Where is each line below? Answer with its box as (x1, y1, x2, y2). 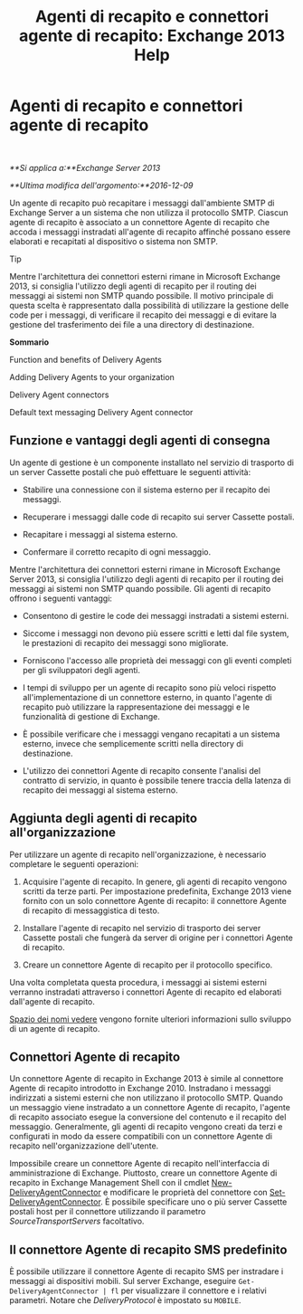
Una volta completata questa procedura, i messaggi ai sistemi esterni (9, 976, 267, 987)
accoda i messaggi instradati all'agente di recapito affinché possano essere (9, 226, 291, 237)
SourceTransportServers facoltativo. (9, 1215, 145, 1227)
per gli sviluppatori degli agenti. (22, 664, 141, 675)
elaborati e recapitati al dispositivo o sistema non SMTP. (9, 235, 219, 246)
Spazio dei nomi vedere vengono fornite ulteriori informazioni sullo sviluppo (9, 1014, 292, 1024)
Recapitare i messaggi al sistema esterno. (22, 528, 178, 539)
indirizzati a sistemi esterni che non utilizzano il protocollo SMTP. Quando (9, 1092, 283, 1103)
